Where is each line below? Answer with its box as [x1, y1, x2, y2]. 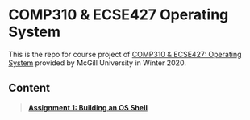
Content [8, 81, 51, 95]
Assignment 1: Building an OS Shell [27, 102, 148, 112]
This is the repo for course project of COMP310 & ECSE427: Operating [8, 49, 242, 59]
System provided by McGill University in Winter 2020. [8, 58, 187, 68]
